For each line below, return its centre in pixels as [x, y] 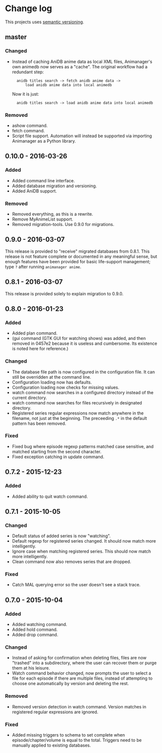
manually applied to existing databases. [51, 745]
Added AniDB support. [34, 191]
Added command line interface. [43, 180]
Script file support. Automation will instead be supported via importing [82, 136]
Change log [29, 8]
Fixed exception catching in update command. [58, 457]
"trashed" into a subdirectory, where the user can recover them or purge [84, 663]
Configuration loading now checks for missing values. [66, 387]
